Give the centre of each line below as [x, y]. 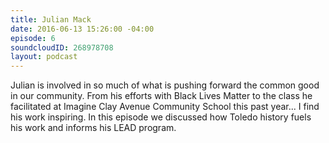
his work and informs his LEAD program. [93, 128]
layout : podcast [44, 57]
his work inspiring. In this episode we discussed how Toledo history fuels [161, 117]
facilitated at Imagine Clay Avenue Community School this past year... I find [165, 107]
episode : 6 [33, 38]
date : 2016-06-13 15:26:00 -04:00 [82, 29]
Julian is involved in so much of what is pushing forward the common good [165, 85]
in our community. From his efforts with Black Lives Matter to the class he [161, 96]
